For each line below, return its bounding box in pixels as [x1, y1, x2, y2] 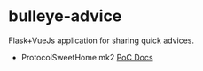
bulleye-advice [8, 6, 122, 26]
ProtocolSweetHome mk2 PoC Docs [20, 52, 153, 62]
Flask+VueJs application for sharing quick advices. [8, 35, 194, 46]
